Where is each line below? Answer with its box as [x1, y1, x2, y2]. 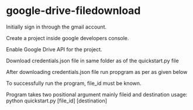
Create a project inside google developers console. [6, 34, 129, 41]
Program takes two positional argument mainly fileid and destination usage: [6, 91, 188, 98]
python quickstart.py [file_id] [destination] [6, 97, 107, 104]
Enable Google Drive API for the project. [6, 45, 102, 53]
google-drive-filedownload [6, 4, 141, 17]
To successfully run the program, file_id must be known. [6, 80, 142, 87]
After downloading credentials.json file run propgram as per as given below [6, 68, 188, 75]
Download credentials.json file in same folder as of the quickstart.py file [6, 57, 180, 64]
